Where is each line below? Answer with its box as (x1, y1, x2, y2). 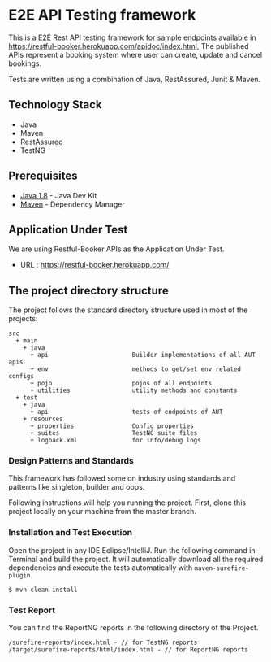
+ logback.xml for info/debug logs (29, 437, 201, 445)
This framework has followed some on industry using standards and (8, 473, 236, 483)
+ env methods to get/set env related (29, 365, 242, 373)
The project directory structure (8, 283, 169, 298)
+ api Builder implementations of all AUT (29, 351, 256, 359)
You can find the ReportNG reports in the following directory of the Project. (8, 623, 259, 633)
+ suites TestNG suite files (29, 429, 198, 438)
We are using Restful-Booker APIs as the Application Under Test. (8, 244, 225, 254)
